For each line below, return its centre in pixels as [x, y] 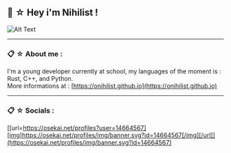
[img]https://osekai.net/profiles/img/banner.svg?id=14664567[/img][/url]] [111, 135]
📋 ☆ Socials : [31, 110]
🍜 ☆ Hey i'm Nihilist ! [53, 13]
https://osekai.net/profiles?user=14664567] [85, 128]
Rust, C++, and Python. [40, 79]
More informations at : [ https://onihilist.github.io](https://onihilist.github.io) [112, 86]
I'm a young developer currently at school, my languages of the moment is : [114, 71]
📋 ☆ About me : [35, 54]
